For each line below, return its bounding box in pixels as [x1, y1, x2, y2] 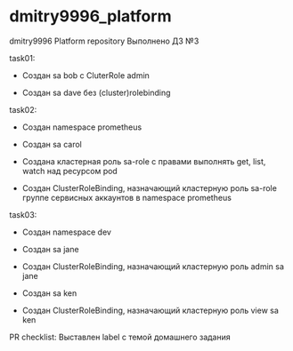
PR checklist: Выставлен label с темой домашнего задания [9, 331, 232, 342]
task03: [9, 209, 37, 219]
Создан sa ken [21, 287, 77, 299]
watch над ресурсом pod [21, 165, 118, 176]
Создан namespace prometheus [21, 122, 142, 132]
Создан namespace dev [21, 227, 111, 237]
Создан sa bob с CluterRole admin [21, 69, 150, 81]
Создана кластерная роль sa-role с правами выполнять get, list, [21, 156, 266, 166]
